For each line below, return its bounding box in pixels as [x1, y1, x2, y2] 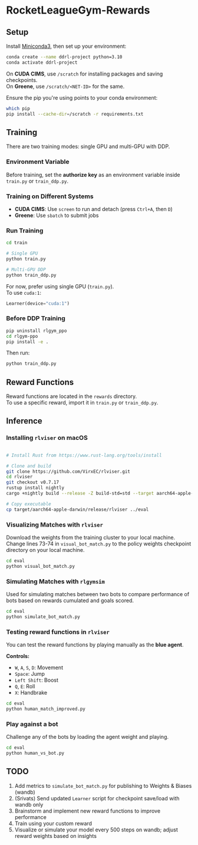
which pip [6, 106, 31, 111]
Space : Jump [14, 670, 45, 678]
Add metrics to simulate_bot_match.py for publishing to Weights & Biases [14, 782, 192, 789]
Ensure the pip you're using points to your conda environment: [6, 94, 158, 101]
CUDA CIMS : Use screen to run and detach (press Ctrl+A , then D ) [14, 205, 173, 212]
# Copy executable [6, 501, 51, 507]
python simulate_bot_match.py [6, 614, 81, 620]
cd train [6, 240, 28, 246]
